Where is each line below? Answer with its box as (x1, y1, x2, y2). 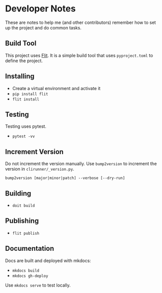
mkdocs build (12, 268, 40, 273)
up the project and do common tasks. (5, 24, 82, 30)
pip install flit (12, 92, 49, 97)
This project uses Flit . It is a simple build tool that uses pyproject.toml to (5, 52, 154, 58)
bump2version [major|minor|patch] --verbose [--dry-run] (5, 176, 125, 181)
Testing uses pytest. (5, 123, 47, 129)
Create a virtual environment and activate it (12, 85, 101, 91)
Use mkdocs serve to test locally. (5, 282, 71, 288)
